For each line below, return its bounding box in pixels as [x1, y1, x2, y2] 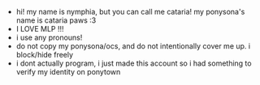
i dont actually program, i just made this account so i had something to [15, 58, 252, 68]
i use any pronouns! [15, 32, 83, 42]
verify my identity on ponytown [15, 67, 121, 76]
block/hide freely [15, 50, 74, 59]
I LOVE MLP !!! [15, 24, 64, 33]
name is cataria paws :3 [15, 15, 97, 25]
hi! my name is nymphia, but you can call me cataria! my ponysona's [15, 7, 245, 16]
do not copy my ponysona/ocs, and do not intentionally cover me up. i [15, 41, 250, 51]
